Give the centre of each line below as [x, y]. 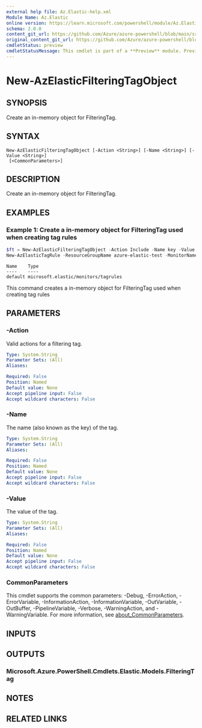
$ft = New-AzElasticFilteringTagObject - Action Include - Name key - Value [101, 250]
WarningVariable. [28, 615]
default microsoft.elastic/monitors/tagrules [64, 277]
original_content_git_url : [40, 40]
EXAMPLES [28, 212]
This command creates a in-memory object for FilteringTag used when [94, 288]
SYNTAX [23, 136]
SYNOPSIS [27, 103]
